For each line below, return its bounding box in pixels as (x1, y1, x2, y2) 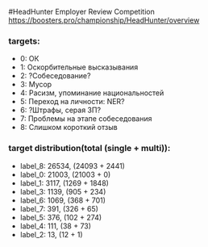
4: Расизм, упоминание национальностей (19, 88, 164, 98)
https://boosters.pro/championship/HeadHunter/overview (8, 15, 200, 25)
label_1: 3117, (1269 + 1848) (19, 178, 109, 188)
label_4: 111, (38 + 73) (19, 221, 91, 231)
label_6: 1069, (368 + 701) (19, 195, 106, 205)
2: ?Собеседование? (19, 71, 91, 81)
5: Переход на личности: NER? (19, 97, 125, 107)
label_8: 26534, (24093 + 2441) (19, 161, 125, 170)
